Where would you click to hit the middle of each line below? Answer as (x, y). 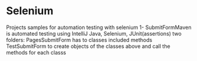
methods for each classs (36, 52)
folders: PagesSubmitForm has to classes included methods (79, 40)
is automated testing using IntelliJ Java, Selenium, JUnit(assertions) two (94, 33)
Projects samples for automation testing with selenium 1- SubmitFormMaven (99, 27)
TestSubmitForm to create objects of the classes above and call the (88, 46)
